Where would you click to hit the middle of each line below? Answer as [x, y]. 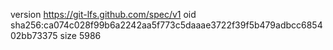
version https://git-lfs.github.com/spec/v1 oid [103, 14]
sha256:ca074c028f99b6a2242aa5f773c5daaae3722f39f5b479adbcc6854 [166, 25]
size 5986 [80, 35]
